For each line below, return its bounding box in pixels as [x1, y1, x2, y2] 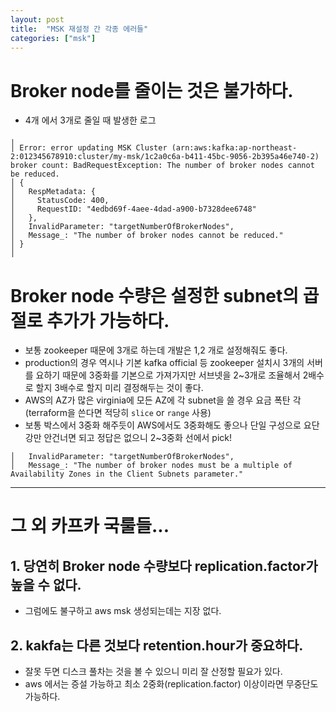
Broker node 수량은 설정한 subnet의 [10, 284, 300, 307]
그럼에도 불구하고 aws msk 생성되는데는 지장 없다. [24, 605, 222, 617]
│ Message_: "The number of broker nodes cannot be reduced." [10, 231, 284, 241]
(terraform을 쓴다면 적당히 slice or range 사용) [24, 407, 212, 419]
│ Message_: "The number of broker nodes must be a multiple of [10, 461, 293, 471]
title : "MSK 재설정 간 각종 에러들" [10, 24, 149, 34]
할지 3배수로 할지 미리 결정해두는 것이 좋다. [35, 382, 204, 394]
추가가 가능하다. [46, 309, 170, 332]
